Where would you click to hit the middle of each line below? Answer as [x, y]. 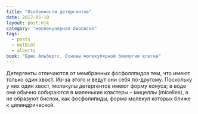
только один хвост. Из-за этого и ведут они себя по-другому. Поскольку [99, 79]
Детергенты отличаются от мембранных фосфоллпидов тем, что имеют [98, 73]
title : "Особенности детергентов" [49, 12]
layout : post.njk [28, 23]
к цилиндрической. [31, 104]
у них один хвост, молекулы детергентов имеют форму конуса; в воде [96, 86]
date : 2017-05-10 [28, 17]
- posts [21, 39]
